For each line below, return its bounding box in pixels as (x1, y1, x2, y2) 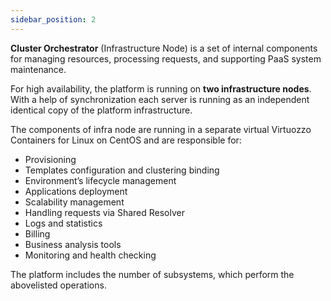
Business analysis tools (24, 238, 122, 250)
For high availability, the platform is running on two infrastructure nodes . (10, 82, 312, 95)
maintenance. (10, 63, 67, 75)
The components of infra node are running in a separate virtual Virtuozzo (10, 123, 312, 135)
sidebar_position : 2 (10, 14, 97, 25)
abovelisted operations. (10, 279, 107, 291)
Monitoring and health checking (24, 249, 157, 261)
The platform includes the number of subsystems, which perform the (10, 268, 295, 280)
